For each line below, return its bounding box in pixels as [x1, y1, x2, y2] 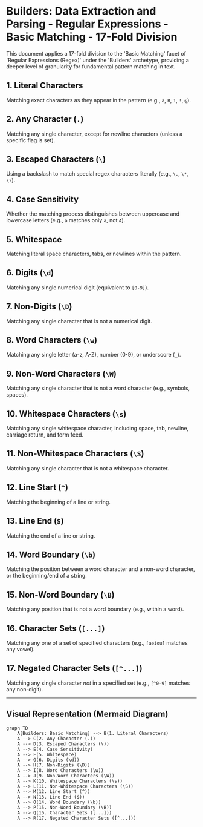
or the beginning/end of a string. [6, 572, 88, 579]
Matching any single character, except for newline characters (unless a [6, 130, 183, 137]
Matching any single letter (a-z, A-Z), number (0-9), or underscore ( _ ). [6, 351, 181, 358]
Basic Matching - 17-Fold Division [6, 30, 178, 44]
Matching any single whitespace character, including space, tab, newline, [6, 425, 189, 432]
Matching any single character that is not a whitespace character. [6, 464, 169, 472]
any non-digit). [6, 685, 43, 693]
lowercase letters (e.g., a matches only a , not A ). [6, 217, 126, 224]
